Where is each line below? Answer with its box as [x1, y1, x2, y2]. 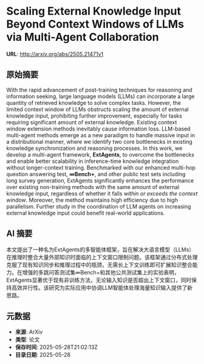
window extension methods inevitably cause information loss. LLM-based [6, 125, 191, 132]
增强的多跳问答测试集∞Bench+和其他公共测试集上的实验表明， [22, 268, 180, 276]
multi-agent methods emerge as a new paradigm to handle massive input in [6, 131, 195, 138]
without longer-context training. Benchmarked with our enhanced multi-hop [6, 163, 196, 171]
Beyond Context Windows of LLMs [6, 17, 184, 31]
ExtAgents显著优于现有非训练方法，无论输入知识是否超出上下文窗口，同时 [6, 276, 192, 284]
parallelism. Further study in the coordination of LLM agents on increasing [6, 202, 191, 210]
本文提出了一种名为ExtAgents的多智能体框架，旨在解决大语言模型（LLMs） [6, 246, 195, 253]
